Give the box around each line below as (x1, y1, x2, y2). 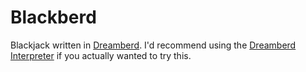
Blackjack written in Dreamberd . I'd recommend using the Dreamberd (10, 39, 297, 51)
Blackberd (10, 6, 97, 29)
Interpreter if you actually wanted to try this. (10, 49, 192, 61)
